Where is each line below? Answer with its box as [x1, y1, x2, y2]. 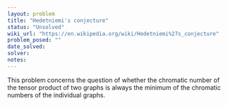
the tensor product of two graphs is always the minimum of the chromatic [7, 83, 221, 92]
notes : [7, 57, 27, 64]
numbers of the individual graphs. [7, 90, 106, 99]
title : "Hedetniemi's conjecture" [7, 17, 109, 24]
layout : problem [7, 10, 55, 18]
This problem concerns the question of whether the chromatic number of [7, 76, 220, 84]
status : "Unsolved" [7, 23, 65, 30]
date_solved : [7, 43, 46, 50]
